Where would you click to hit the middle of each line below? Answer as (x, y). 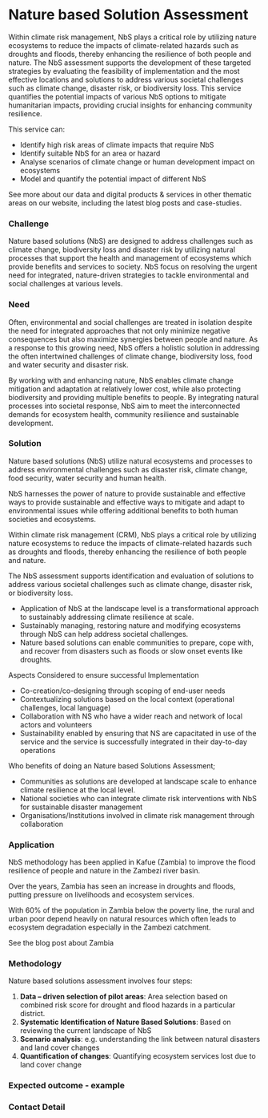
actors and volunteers (56, 724)
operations (38, 750)
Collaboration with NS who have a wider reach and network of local (131, 716)
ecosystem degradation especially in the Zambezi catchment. (110, 927)
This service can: (37, 129)
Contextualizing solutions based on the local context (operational (127, 699)
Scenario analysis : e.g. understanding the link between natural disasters (140, 1039)
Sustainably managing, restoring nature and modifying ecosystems (130, 625)
